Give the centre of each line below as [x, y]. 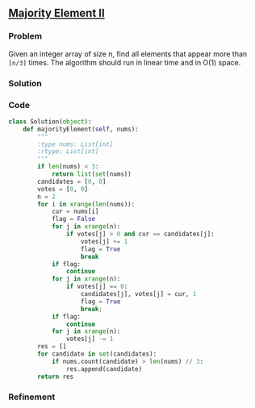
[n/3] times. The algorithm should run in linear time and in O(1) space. [125, 62]
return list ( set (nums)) [91, 174]
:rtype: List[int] [68, 152]
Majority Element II [56, 13]
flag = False [73, 219]
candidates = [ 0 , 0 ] [72, 181]
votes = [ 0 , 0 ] [63, 189]
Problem [25, 36]
